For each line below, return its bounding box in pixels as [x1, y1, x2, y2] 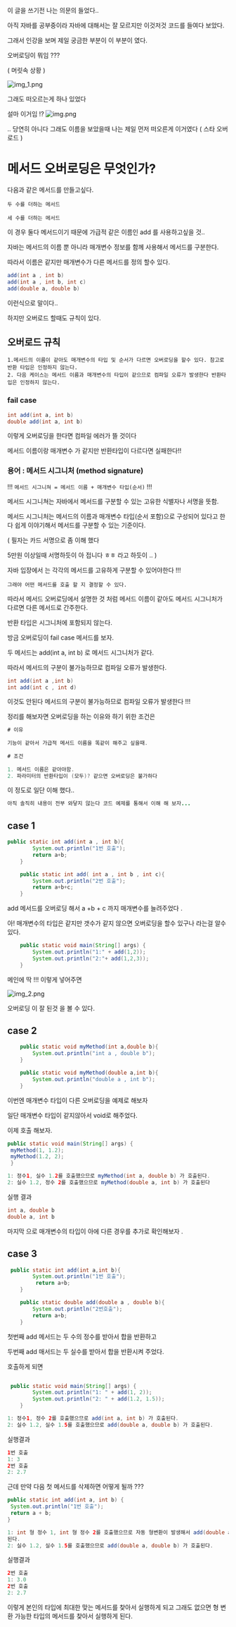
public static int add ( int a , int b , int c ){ [20, 870, 165, 878]
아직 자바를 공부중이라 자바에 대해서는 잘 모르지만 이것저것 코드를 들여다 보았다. [7, 21, 225, 30]
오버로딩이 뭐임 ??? [7, 51, 60, 59]
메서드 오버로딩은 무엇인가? [7, 161, 157, 177]
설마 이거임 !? [7, 110, 44, 118]
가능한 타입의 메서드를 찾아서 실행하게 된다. [14, 1611, 133, 1620]
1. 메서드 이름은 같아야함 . [7, 766, 75, 773]
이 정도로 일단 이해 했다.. [7, 786, 75, 795]
